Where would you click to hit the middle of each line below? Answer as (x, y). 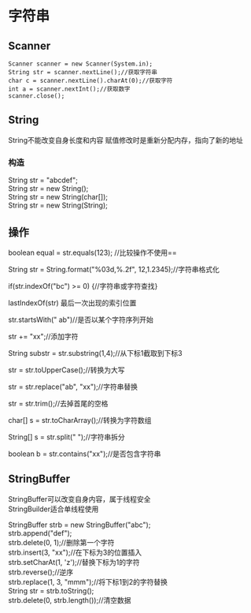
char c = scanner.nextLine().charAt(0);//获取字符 (90, 80)
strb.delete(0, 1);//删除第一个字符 (61, 542)
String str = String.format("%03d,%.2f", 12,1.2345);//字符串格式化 (114, 269)
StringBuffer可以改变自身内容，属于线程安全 (79, 499)
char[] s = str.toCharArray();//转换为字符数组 (80, 420)
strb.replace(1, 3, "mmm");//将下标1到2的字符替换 (88, 581)
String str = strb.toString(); (51, 591)
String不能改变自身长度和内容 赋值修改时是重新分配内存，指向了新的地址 (126, 140)
